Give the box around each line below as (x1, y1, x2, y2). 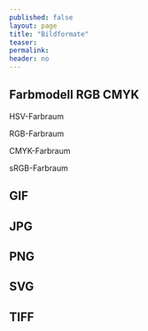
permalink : (9, 46, 50, 55)
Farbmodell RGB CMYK (9, 87, 140, 102)
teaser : (9, 37, 38, 47)
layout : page (9, 21, 58, 30)
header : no (9, 54, 50, 63)
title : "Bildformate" (9, 29, 90, 38)
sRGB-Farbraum (9, 162, 68, 174)
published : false (9, 12, 74, 22)
